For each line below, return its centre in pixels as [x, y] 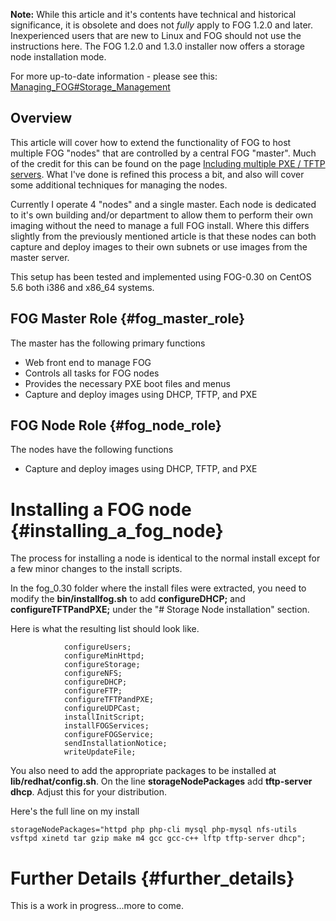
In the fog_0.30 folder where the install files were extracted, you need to [158, 588]
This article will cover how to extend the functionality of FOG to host [151, 142]
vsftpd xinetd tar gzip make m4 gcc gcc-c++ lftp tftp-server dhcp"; [158, 839]
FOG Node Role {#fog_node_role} [116, 425]
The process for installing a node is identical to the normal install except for [165, 558]
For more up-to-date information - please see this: [114, 76]
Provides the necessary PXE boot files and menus [127, 383]
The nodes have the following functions [92, 450]
